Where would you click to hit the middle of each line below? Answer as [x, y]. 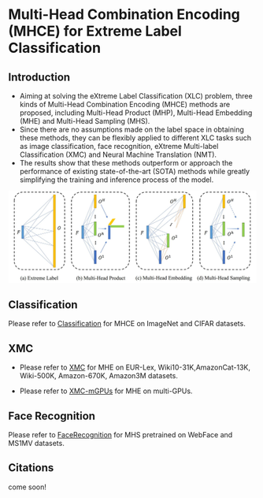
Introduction [39, 77]
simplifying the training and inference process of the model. [117, 180]
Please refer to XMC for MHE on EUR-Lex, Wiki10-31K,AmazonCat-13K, [135, 367]
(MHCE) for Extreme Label [95, 31]
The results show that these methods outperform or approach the [126, 163]
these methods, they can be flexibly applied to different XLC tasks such [135, 138]
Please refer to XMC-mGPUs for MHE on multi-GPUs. [106, 391]
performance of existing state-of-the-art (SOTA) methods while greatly [135, 171]
